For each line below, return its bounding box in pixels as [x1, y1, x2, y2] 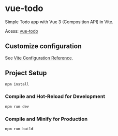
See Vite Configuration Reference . [5, 55, 74, 61]
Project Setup [5, 69, 47, 77]
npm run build [5, 126, 34, 131]
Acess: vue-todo [5, 28, 39, 34]
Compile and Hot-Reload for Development [5, 93, 105, 100]
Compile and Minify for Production [5, 115, 88, 122]
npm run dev [5, 104, 29, 109]
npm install [5, 82, 29, 87]
